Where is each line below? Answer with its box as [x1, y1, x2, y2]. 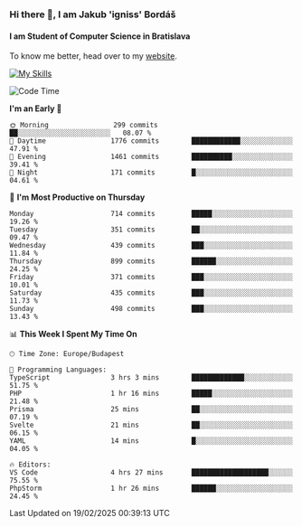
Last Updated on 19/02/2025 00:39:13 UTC [9, 508, 170, 519]
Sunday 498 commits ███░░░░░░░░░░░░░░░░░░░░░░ [9, 305, 294, 314]
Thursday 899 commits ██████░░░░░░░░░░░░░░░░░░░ [9, 257, 294, 266]
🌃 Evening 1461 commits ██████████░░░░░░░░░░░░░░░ [9, 153, 294, 162]
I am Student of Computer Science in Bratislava [9, 31, 191, 42]
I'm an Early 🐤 [9, 103, 62, 114]
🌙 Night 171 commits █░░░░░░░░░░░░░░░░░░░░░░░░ [9, 168, 294, 177]
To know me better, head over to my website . [9, 51, 178, 61]
